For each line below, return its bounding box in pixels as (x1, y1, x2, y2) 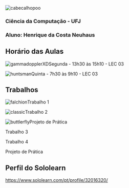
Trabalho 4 (5, 139, 28, 145)
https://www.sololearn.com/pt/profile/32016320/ (5, 177, 109, 183)
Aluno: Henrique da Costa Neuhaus (5, 31, 95, 38)
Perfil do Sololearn (5, 163, 66, 172)
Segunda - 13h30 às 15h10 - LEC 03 (48, 60, 124, 67)
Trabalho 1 (27, 99, 50, 105)
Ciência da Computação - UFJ (5, 17, 81, 25)
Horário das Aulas (5, 47, 64, 56)
